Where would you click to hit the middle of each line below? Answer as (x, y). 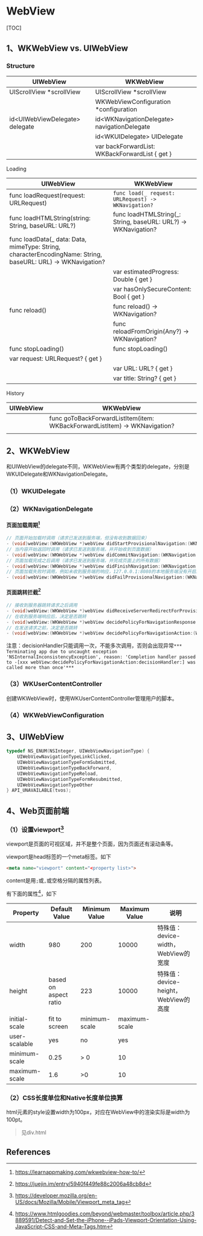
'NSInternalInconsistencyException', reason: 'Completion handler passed (101, 657)
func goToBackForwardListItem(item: (101, 418)
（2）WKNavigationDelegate (50, 509)
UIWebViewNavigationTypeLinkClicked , (65, 757)
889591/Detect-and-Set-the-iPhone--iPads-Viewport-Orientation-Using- (106, 1220)
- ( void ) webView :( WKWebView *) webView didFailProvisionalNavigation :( (97, 578)
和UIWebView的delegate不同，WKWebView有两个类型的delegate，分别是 (98, 467)
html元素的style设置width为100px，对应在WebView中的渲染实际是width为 (98, 1112)
